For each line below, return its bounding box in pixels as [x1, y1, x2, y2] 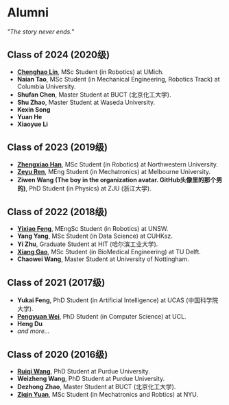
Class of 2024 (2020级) [7, 49, 110, 61]
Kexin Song [16, 105, 51, 114]
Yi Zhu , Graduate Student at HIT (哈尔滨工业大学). [16, 240, 158, 248]
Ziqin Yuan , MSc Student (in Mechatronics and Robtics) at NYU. [16, 391, 199, 398]
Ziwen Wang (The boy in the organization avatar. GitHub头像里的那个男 [16, 175, 223, 184]
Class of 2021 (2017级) [7, 276, 106, 289]
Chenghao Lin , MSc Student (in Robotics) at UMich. [16, 67, 165, 76]
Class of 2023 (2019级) [7, 142, 108, 154]
